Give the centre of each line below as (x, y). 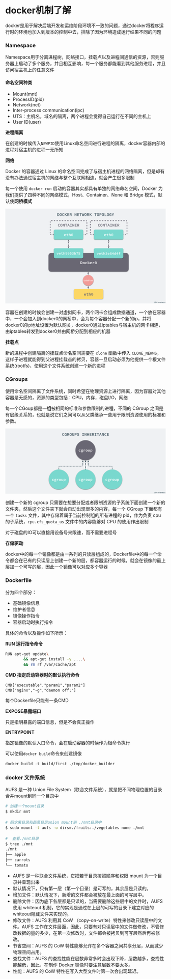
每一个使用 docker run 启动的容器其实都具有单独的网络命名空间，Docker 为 (84, 188)
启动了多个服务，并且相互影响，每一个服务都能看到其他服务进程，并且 (92, 64)
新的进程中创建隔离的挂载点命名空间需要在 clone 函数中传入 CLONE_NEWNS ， (83, 353)
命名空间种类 (19, 82)
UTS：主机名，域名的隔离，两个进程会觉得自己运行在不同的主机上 (82, 116)
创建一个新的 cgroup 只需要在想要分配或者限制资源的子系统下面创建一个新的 (85, 502)
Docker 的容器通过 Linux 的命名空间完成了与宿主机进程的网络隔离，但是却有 (85, 172)
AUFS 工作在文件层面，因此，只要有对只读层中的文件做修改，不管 (91, 927)
